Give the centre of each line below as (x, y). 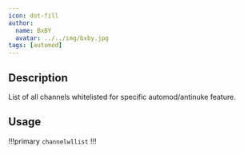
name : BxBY (34, 30)
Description (38, 78)
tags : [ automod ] (35, 45)
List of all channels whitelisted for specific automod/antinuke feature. (122, 97)
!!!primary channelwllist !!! (52, 141)
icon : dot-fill (34, 16)
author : (21, 23)
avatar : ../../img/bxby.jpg (62, 38)
